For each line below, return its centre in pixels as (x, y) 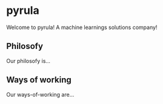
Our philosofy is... (28, 60)
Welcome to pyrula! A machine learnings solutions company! (82, 27)
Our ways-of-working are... (40, 94)
